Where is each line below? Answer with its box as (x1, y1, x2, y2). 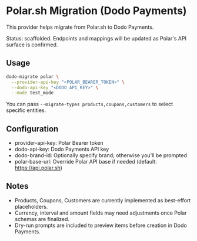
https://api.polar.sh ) (14, 164, 63, 171)
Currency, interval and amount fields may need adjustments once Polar (14, 209, 187, 216)
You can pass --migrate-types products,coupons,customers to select (6, 101, 173, 108)
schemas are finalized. (14, 215, 69, 222)
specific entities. (6, 107, 46, 114)
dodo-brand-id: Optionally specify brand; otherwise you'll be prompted (14, 152, 187, 159)
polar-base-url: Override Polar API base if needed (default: (14, 158, 157, 165)
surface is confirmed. (6, 41, 58, 48)
